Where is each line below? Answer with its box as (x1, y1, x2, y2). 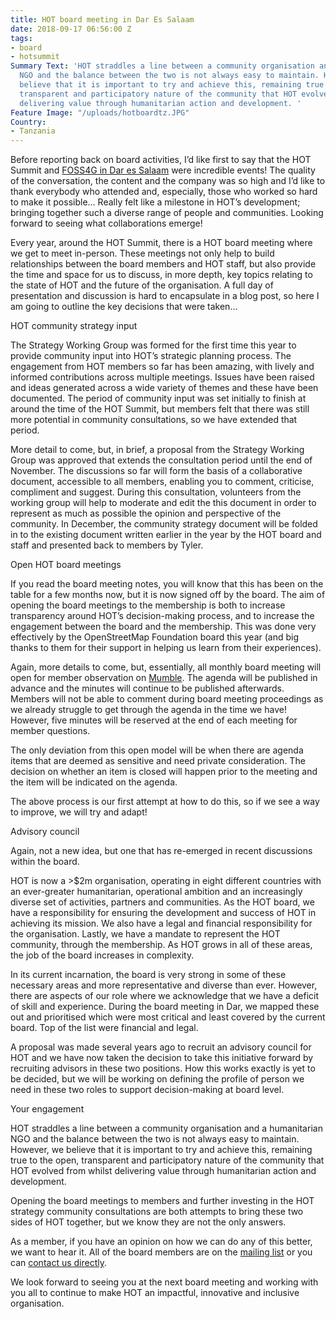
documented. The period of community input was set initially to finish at (10, 392, 307, 405)
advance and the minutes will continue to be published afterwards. (10, 682, 285, 695)
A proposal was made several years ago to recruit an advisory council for (10, 1041, 312, 1053)
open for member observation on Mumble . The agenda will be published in (10, 672, 318, 684)
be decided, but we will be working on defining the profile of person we (10, 1073, 305, 1085)
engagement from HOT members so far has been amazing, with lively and (10, 361, 315, 373)
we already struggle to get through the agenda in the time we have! (10, 704, 287, 716)
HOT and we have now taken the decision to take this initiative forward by (10, 1052, 314, 1064)
